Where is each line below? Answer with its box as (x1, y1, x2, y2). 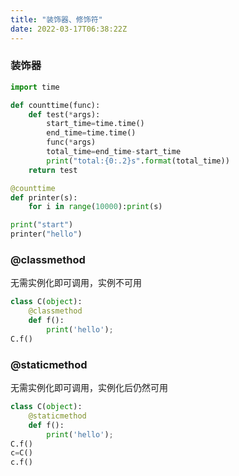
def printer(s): (10, 192, 78, 203)
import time (10, 82, 60, 92)
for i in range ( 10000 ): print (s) (28, 202, 163, 212)
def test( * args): (28, 109, 101, 120)
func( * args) (46, 137, 97, 148)
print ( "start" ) (10, 220, 74, 230)
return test (28, 165, 78, 175)
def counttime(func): (10, 100, 101, 110)
